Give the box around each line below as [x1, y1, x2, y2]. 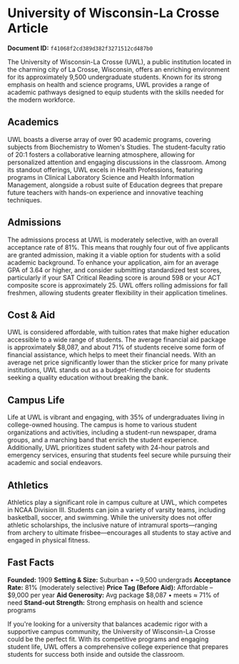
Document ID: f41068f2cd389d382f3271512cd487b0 [7, 44, 153, 52]
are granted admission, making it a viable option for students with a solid [7, 250, 221, 259]
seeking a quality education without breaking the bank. [7, 373, 169, 382]
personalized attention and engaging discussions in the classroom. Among [7, 158, 227, 166]
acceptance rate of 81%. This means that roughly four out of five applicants [7, 242, 230, 251]
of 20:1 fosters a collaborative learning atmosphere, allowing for [7, 150, 195, 158]
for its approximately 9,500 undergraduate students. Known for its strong [7, 73, 223, 81]
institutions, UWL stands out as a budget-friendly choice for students [7, 366, 210, 374]
